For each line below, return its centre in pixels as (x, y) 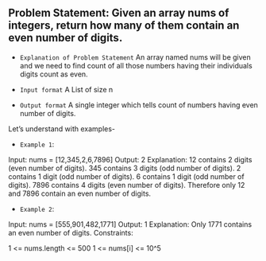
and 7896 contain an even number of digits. (80, 193)
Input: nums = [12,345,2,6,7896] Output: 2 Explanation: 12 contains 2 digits (130, 159)
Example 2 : (37, 208)
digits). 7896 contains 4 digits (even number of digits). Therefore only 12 (127, 185)
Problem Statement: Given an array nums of (119, 13)
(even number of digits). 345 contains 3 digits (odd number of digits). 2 (125, 168)
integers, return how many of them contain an (124, 26)
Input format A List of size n (66, 89)
